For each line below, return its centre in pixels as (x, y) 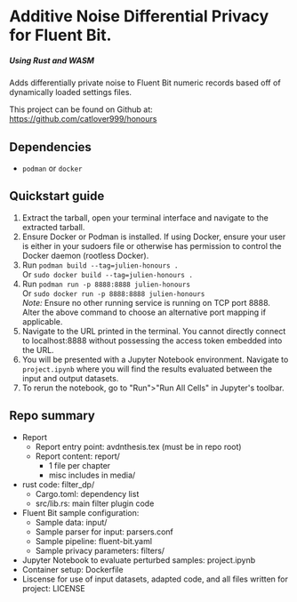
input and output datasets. (70, 378)
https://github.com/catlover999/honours (83, 119)
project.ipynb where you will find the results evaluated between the (147, 369)
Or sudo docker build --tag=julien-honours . (108, 274)
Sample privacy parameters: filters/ (100, 550)
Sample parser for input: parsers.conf (104, 532)
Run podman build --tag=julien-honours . (100, 265)
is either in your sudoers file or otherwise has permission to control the (152, 245)
